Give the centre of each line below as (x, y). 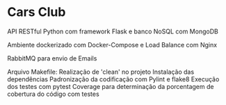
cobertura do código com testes (53, 94)
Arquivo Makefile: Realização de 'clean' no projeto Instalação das (101, 72)
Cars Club (37, 12)
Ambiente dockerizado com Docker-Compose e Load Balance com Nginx (112, 45)
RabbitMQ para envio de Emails (52, 58)
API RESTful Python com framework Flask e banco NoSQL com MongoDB (113, 31)
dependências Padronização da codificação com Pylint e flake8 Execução (113, 79)
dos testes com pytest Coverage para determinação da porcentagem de (111, 86)
